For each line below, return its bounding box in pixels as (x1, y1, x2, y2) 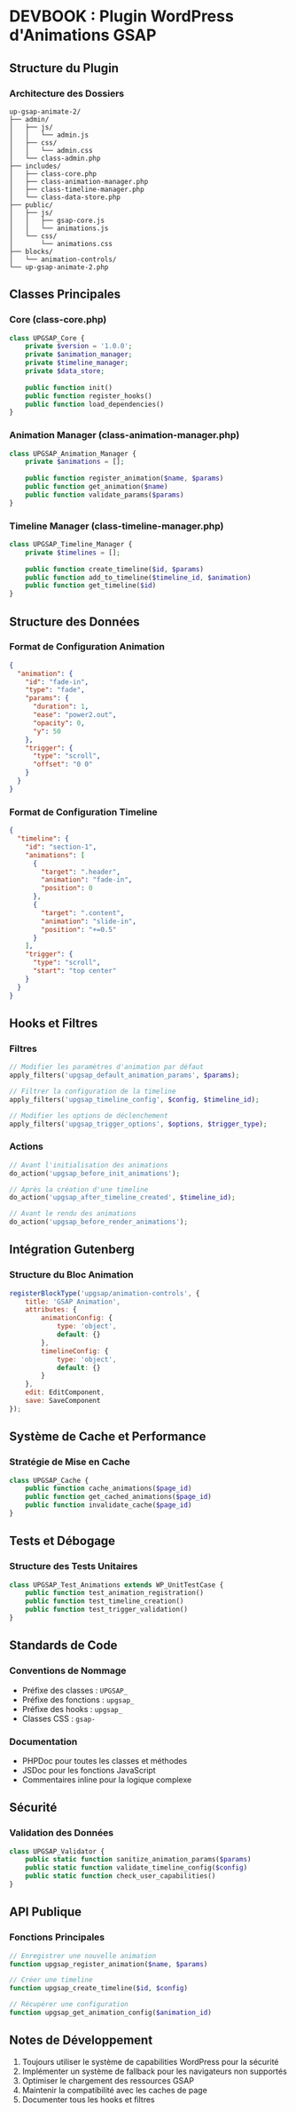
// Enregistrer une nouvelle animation (9, 1951, 157, 1960)
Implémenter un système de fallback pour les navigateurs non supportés (21, 2066, 288, 2076)
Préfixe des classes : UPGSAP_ (21, 1685, 129, 1695)
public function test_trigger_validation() (25, 1606, 189, 1614)
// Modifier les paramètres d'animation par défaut (9, 1063, 204, 1072)
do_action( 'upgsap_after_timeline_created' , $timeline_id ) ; (9, 1193, 237, 1202)
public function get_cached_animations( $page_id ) (25, 1493, 213, 1502)
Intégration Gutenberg (9, 1242, 135, 1257)
